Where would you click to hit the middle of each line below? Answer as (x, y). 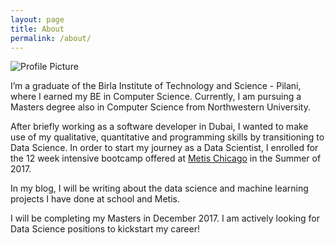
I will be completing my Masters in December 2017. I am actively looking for (165, 218)
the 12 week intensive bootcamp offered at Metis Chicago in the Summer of (166, 158)
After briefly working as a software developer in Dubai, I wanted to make (159, 127)
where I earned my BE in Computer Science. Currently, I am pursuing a (156, 97)
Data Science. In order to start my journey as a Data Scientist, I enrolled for (164, 148)
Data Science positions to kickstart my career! (105, 229)
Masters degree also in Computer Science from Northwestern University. (160, 107)
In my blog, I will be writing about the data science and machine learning (159, 188)
